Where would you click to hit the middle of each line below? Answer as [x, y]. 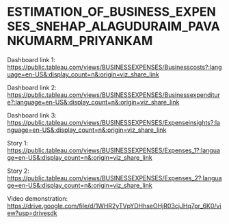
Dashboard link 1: [31, 59]
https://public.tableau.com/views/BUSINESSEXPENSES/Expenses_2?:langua [114, 178]
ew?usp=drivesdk [32, 213]
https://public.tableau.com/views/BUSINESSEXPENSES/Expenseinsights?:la [114, 122]
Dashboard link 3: [32, 115]
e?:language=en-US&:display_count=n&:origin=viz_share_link [93, 102]
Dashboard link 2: [32, 87]
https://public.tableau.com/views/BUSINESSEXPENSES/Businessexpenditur [114, 95]
